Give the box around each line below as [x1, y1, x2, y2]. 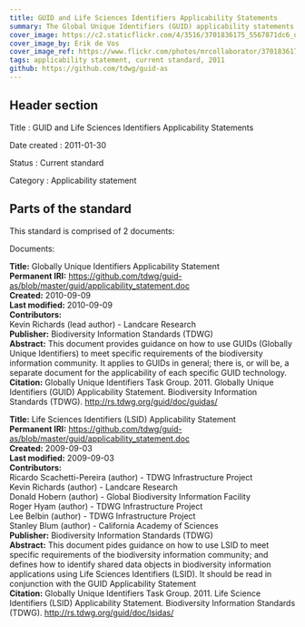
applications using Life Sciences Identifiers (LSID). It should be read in [9, 568, 272, 579]
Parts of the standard [9, 201, 132, 217]
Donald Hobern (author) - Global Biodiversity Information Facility [9, 490, 251, 501]
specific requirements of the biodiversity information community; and [9, 549, 269, 560]
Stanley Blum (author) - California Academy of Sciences [9, 520, 220, 531]
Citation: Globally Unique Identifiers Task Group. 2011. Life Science [9, 588, 261, 599]
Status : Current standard [9, 157, 104, 168]
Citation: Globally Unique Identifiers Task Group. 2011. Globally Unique [9, 377, 274, 388]
